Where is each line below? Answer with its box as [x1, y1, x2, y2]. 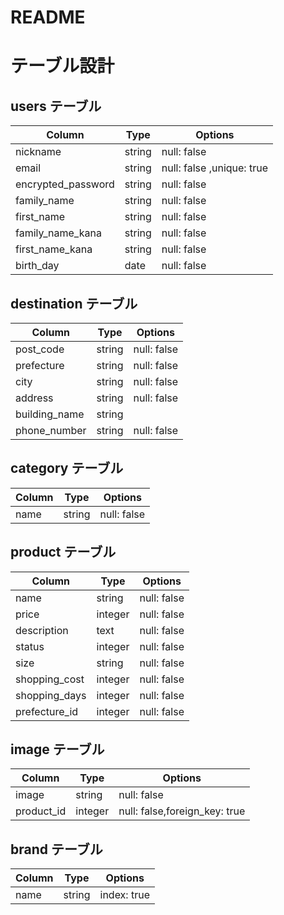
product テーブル [10, 544, 117, 561]
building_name [15, 407, 85, 421]
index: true [99, 888, 150, 902]
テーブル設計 [10, 55, 115, 78]
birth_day [15, 259, 60, 273]
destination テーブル [10, 295, 138, 312]
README [10, 6, 86, 29]
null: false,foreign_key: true [118, 804, 246, 818]
